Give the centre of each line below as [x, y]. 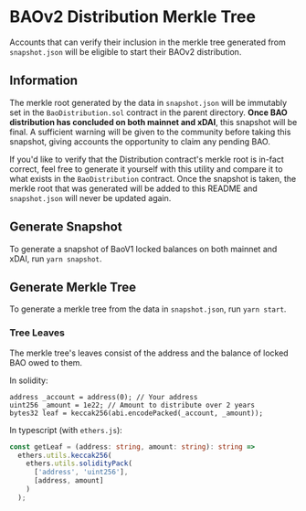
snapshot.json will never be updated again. [90, 197]
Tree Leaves [37, 333]
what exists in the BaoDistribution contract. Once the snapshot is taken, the [153, 178]
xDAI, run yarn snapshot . [56, 259]
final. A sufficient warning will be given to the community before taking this [150, 132]
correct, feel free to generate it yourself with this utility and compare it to [146, 169]
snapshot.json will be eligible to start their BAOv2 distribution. [126, 51]
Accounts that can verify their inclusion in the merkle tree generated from [148, 42]
